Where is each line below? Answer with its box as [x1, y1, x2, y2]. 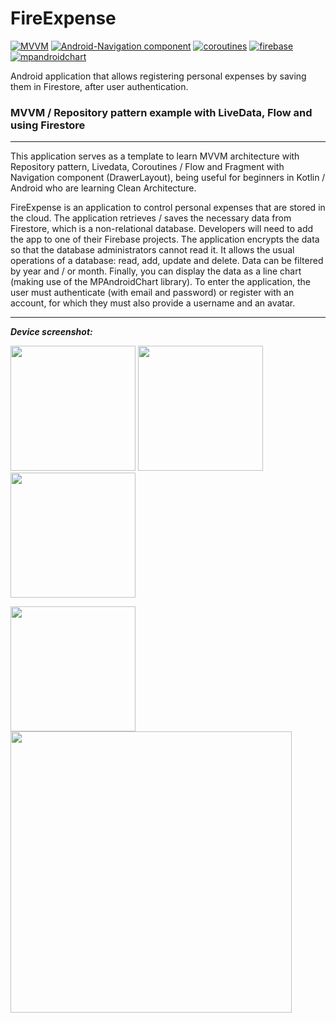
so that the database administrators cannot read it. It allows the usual [10, 244, 295, 256]
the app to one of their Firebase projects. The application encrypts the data [10, 233, 320, 246]
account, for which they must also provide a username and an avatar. [10, 297, 296, 309]
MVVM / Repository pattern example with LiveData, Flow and [10, 105, 313, 119]
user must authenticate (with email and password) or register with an [10, 287, 295, 299]
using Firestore [10, 118, 86, 132]
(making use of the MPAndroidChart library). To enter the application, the [10, 276, 311, 288]
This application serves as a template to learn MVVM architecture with [10, 150, 300, 162]
